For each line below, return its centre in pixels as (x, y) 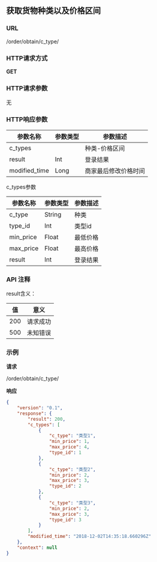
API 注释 (18, 279)
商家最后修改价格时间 (115, 171)
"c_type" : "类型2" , (72, 469)
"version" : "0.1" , (40, 408)
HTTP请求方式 (27, 58)
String (53, 214)
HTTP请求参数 (27, 88)
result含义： (21, 293)
